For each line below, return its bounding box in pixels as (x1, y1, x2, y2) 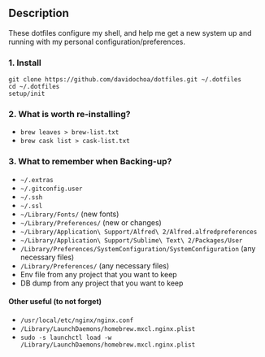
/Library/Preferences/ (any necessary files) (20, 260, 170, 271)
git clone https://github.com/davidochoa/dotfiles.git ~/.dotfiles (8, 76, 242, 84)
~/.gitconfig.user (20, 185, 83, 193)
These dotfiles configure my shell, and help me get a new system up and (8, 28, 252, 37)
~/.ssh (20, 193, 43, 202)
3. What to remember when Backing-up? (8, 156, 172, 168)
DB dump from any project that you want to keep (20, 278, 184, 288)
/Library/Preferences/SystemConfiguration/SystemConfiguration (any (20, 243, 256, 253)
